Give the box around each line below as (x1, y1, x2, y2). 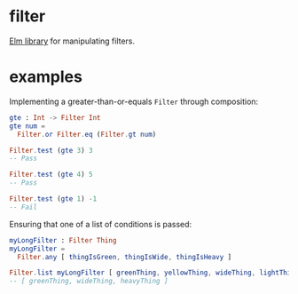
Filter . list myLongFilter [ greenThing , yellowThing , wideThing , (9, 268, 255, 277)
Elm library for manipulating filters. (9, 36, 136, 46)
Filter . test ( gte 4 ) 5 (9, 171, 93, 179)
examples (9, 67, 82, 87)
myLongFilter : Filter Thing (9, 235, 117, 245)
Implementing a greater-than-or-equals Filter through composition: (9, 96, 259, 107)
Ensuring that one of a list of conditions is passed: (9, 219, 192, 229)
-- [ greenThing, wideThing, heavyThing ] (9, 277, 169, 286)
